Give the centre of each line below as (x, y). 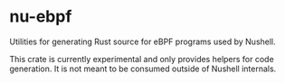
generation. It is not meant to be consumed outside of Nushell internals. (143, 69)
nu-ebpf (41, 17)
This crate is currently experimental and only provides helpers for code (142, 59)
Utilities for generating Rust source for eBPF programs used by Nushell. (142, 41)
